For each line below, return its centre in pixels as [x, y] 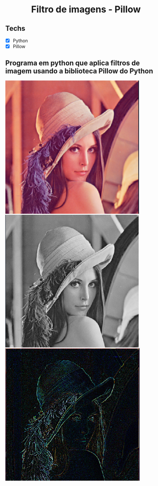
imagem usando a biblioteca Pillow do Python [79, 71]
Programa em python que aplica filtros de [73, 63]
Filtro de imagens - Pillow [86, 9]
